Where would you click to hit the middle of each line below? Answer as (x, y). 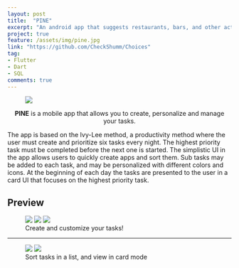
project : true (28, 34)
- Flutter (22, 60)
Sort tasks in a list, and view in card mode (86, 257)
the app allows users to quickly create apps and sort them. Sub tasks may (116, 158)
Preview (26, 202)
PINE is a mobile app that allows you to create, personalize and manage (119, 114)
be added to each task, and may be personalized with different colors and (116, 165)
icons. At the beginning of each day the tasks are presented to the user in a (118, 173)
